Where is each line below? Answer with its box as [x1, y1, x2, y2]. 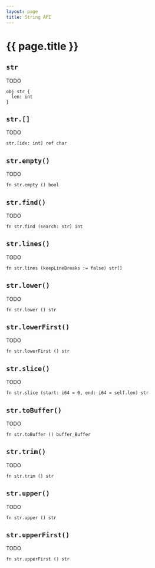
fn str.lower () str [6, 307, 57, 313]
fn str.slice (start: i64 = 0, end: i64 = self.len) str [6, 390, 149, 396]
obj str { [6, 88, 31, 94]
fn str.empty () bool [6, 182, 60, 188]
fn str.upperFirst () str [6, 556, 70, 562]
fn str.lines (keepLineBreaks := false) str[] [6, 265, 123, 271]
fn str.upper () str [6, 514, 57, 521]
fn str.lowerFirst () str [6, 349, 70, 354]
